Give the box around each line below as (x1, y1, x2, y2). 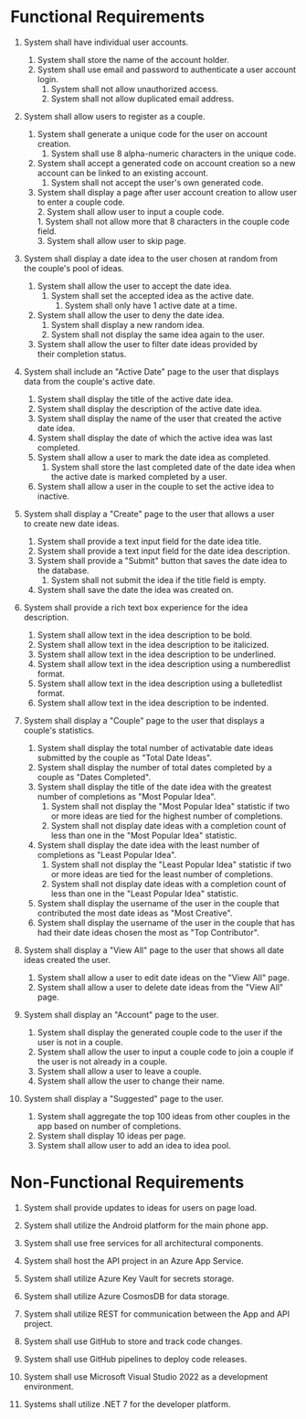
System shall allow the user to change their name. (37, 1075, 226, 1086)
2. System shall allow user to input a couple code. (37, 206, 225, 217)
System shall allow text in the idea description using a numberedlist (37, 658, 291, 669)
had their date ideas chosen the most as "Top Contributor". (37, 927, 259, 937)
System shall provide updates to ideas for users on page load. (23, 1202, 258, 1213)
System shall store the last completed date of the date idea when (50, 461, 296, 472)
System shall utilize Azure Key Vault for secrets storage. (23, 1273, 235, 1284)
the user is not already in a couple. (37, 1055, 168, 1066)
